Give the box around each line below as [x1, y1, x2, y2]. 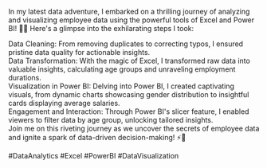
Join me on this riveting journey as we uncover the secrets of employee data [8, 123, 260, 133]
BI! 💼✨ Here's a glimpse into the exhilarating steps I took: [8, 24, 194, 33]
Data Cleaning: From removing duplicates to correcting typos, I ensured [8, 39, 244, 49]
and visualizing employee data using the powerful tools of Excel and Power [8, 15, 255, 25]
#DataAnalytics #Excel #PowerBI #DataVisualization [8, 151, 179, 160]
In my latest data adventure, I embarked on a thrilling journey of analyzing [8, 7, 250, 16]
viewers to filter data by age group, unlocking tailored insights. [8, 115, 214, 124]
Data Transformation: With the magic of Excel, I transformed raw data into [8, 56, 251, 65]
